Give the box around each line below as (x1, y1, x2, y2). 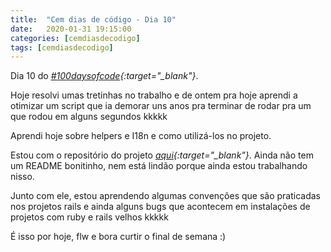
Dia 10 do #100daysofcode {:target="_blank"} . (10, 70, 199, 82)
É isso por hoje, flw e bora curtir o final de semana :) (10, 231, 227, 243)
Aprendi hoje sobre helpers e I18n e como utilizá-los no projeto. (10, 130, 272, 142)
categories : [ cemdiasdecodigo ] (10, 33, 141, 43)
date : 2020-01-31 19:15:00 (10, 24, 132, 34)
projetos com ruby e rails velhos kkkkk (10, 211, 169, 223)
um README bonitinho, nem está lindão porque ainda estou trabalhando (10, 160, 308, 172)
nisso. (10, 171, 35, 183)
